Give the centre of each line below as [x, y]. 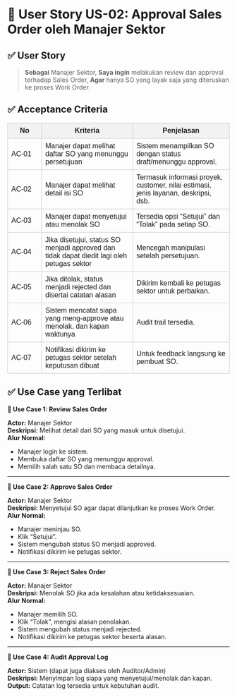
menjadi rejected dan [78, 287]
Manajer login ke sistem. [53, 451]
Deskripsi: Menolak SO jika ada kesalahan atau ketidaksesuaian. [101, 593]
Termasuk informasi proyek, [180, 177]
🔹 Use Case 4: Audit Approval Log [58, 657]
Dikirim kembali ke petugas [178, 283]
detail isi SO [64, 193]
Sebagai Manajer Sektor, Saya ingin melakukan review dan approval [124, 72]
